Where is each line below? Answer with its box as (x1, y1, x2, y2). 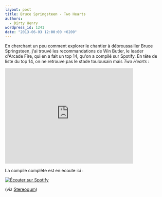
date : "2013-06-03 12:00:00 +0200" (5, 30, 77, 34)
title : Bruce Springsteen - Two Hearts (5, 12, 86, 16)
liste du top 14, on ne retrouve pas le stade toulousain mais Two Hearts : (5, 59, 150, 64)
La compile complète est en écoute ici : (5, 168, 84, 173)
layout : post (5, 7, 32, 12)
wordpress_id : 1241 (5, 25, 45, 30)
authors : (5, 16, 23, 21)
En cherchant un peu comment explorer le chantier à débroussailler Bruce (5, 43, 153, 49)
